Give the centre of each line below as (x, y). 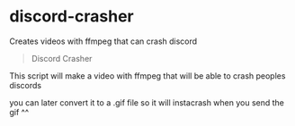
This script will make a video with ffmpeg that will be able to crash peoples (147, 76)
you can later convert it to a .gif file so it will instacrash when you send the (147, 102)
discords (26, 85)
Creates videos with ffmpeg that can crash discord (103, 41)
